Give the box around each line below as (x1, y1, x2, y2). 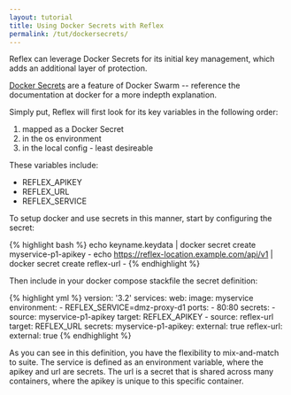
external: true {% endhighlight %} (9, 330, 132, 341)
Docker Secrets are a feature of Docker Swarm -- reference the (9, 81, 241, 91)
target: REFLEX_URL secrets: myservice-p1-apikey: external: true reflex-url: (9, 321, 283, 332)
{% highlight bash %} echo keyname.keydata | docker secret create (9, 240, 257, 251)
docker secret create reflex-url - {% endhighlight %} (9, 259, 201, 269)
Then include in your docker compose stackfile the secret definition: (9, 275, 258, 286)
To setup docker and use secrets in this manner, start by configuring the (9, 213, 272, 224)
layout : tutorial (9, 12, 73, 22)
